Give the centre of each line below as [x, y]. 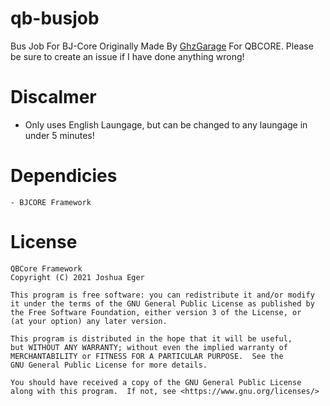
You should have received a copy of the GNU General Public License [156, 382]
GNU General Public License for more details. [109, 365]
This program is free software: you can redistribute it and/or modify [162, 295]
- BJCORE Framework [51, 202]
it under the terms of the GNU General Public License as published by [162, 303]
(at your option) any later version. [89, 321]
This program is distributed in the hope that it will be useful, [151, 338]
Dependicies [64, 176]
